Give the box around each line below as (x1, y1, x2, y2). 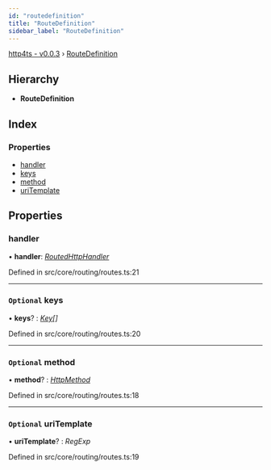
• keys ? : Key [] (8, 313, 58, 323)
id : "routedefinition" (8, 11, 85, 20)
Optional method (8, 356, 76, 367)
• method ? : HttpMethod (8, 375, 91, 384)
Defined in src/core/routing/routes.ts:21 (8, 267, 140, 277)
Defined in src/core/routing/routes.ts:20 (8, 329, 141, 338)
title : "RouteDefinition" (8, 19, 95, 27)
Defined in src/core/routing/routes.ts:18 (8, 391, 140, 401)
